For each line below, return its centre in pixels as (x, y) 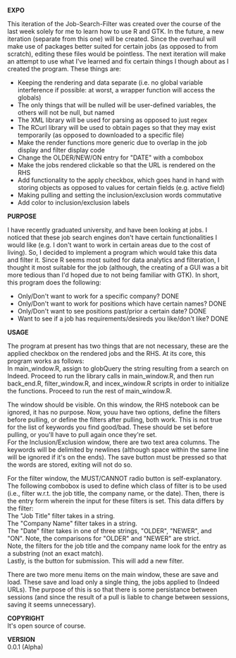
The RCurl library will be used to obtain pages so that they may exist (117, 127)
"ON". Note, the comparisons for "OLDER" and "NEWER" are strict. (104, 538)
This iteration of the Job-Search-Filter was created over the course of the (114, 24)
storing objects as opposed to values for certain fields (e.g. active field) (121, 187)
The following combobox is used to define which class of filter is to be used (117, 486)
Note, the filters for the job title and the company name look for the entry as (117, 546)
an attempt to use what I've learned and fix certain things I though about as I (118, 61)
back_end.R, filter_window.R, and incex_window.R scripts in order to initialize (118, 383)
